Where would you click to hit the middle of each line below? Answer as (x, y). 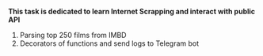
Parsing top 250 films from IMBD (73, 35)
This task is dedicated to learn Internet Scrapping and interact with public (132, 11)
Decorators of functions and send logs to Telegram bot (109, 43)
